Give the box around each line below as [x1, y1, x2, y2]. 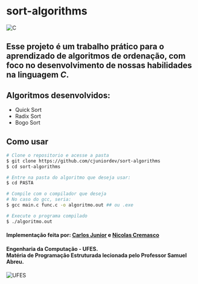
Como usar [6, 137, 49, 147]
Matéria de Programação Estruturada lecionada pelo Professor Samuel [6, 252, 187, 259]
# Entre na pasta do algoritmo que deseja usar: [6, 174, 131, 181]
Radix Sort [14, 113, 41, 120]
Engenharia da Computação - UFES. [6, 245, 98, 252]
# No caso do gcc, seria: [6, 197, 71, 203]
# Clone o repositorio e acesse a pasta [6, 152, 110, 158]
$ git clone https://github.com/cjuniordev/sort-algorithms [6, 158, 161, 164]
